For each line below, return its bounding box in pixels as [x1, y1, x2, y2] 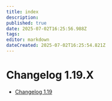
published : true [6, 20, 47, 26]
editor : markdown [6, 37, 50, 43]
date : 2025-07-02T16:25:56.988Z [6, 25, 87, 32]
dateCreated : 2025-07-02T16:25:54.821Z [6, 43, 106, 49]
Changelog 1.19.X [6, 69, 94, 82]
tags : [6, 31, 20, 37]
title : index [6, 8, 39, 15]
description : [6, 14, 39, 20]
